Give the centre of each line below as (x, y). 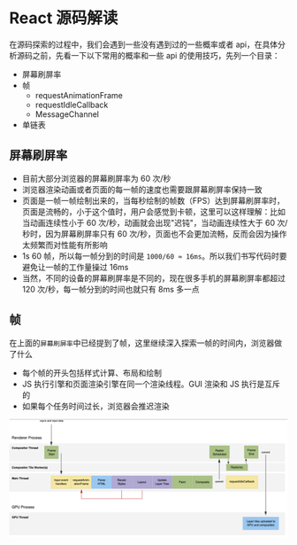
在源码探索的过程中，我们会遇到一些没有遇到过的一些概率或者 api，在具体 (144, 44)
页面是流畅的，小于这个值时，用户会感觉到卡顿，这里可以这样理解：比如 (153, 211)
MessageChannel (67, 114)
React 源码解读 (64, 18)
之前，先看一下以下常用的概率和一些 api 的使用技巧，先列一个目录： (156, 55)
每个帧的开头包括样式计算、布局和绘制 (91, 372)
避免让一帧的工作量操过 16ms (75, 267)
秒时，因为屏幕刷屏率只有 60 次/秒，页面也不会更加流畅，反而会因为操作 (154, 234)
